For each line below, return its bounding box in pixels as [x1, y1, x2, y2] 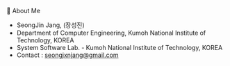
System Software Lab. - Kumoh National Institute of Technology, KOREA [16, 44, 223, 51]
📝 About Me [6, 7, 41, 15]
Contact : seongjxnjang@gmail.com [16, 51, 119, 59]
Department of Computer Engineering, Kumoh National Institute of [16, 28, 206, 37]
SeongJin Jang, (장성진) [16, 21, 85, 29]
